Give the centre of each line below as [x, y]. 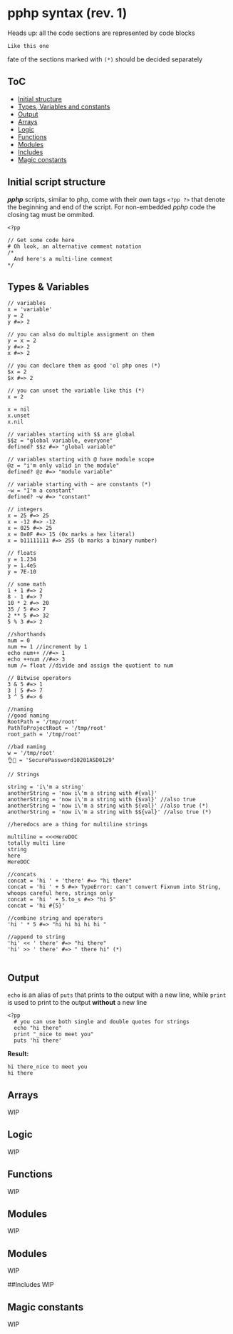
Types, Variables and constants [64, 106]
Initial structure [40, 99]
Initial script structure [56, 182]
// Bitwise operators [40, 678]
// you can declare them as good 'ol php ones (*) [84, 366]
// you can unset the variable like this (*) [76, 391]
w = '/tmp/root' [31, 753]
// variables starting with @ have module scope [81, 460]
